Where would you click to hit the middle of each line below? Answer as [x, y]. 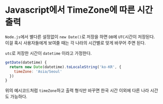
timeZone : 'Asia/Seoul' [38, 71]
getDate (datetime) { [26, 62]
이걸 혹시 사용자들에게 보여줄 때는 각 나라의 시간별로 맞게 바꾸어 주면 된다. [75, 42]
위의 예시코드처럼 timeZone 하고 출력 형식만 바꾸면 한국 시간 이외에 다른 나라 [77, 90]
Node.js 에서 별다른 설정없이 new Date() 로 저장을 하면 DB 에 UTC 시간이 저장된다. [80, 37]
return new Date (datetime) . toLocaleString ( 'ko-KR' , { [65, 67]
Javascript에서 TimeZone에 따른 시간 [79, 10]
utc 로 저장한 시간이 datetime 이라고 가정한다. [48, 53]
